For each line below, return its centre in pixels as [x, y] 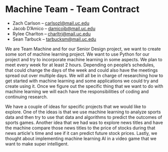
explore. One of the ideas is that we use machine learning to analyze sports [83, 112]
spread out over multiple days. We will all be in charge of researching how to [84, 75]
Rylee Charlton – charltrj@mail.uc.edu [52, 34]
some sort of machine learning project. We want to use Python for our [77, 54]
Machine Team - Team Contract [72, 9]
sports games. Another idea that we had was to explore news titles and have [84, 122]
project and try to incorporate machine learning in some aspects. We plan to [84, 59]
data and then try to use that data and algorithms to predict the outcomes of [84, 117]
